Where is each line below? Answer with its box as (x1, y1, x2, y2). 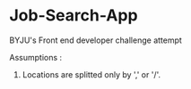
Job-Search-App (9, 5, 138, 26)
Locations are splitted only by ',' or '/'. (22, 69, 161, 80)
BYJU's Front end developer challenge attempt (9, 35, 182, 45)
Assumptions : (9, 52, 63, 62)
